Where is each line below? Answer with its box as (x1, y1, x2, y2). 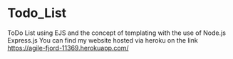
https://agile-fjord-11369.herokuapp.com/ (7, 43, 130, 52)
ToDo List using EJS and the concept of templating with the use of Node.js (7, 28, 227, 37)
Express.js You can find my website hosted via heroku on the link (7, 36, 198, 44)
